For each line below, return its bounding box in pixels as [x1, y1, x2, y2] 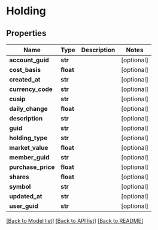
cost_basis [9, 66, 41, 74]
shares [9, 172, 29, 181]
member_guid [9, 153, 50, 161]
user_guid [9, 202, 39, 210]
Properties [6, 28, 47, 38]
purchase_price [9, 163, 55, 171]
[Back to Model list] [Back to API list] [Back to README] [6, 217, 144, 224]
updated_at [9, 192, 42, 200]
